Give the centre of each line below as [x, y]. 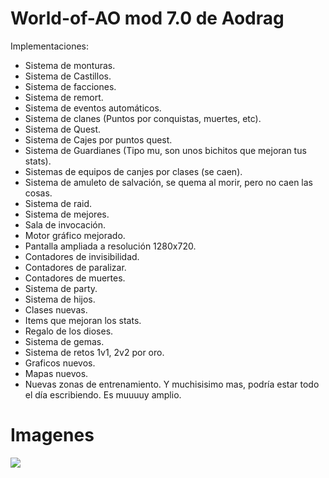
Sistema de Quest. [63, 129]
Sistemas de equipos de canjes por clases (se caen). [133, 171]
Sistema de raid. [58, 203]
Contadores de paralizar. [75, 267]
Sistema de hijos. [60, 299]
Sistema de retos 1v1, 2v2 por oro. [94, 352]
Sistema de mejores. [67, 214]
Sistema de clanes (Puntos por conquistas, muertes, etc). [143, 118]
